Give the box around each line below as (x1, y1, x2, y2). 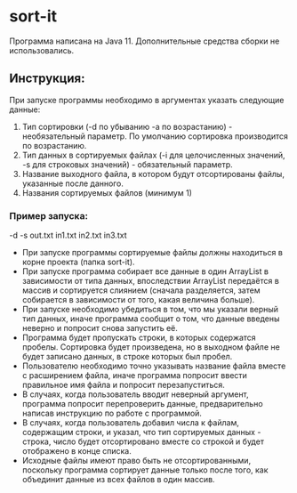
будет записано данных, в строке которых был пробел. (21, 352, 233, 362)
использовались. (9, 44, 75, 55)
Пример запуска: (9, 209, 89, 222)
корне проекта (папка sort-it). (21, 256, 135, 268)
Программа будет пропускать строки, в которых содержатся (21, 332, 256, 343)
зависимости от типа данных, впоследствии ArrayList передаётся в (21, 276, 280, 287)
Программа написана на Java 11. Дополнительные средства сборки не (9, 36, 280, 46)
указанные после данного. (21, 178, 124, 189)
